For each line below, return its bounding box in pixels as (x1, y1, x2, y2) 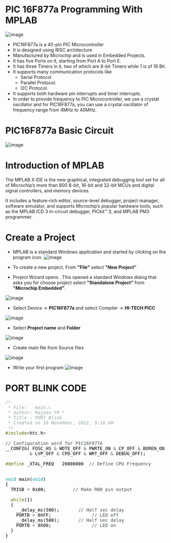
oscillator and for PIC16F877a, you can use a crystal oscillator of (12, 101, 148, 107)
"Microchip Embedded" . (12, 285, 66, 291)
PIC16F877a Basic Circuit (5, 125, 114, 136)
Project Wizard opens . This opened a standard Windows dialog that (12, 274, 157, 280)
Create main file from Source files (12, 345, 84, 351)
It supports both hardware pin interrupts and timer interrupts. (12, 90, 142, 96)
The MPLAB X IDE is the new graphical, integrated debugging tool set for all (5, 176, 165, 183)
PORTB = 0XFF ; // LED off (16, 512, 119, 518)
